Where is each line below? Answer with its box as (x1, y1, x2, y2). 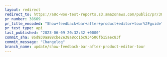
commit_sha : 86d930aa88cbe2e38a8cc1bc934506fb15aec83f (4, 35, 121, 40)
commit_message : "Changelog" (4, 40, 65, 45)
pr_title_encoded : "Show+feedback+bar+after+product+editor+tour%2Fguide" (4, 21, 164, 26)
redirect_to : (4, 12, 32, 17)
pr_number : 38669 (4, 16, 41, 21)
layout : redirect (4, 7, 41, 12)
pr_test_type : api (4, 26, 43, 31)
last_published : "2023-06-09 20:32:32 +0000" (4, 30, 101, 35)
